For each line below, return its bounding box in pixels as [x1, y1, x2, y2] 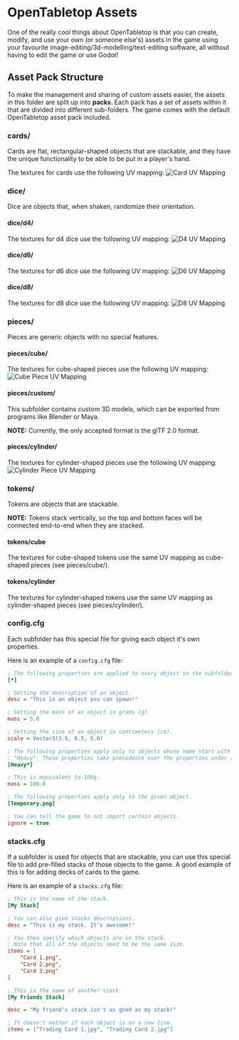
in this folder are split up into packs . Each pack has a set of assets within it [7, 98, 226, 106]
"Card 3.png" [20, 967, 59, 974]
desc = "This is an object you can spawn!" [7, 696, 139, 703]
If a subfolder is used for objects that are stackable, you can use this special [7, 853, 231, 861]
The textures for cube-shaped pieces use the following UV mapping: [7, 365, 208, 374]
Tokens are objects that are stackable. [7, 500, 119, 508]
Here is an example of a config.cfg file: [7, 656, 123, 664]
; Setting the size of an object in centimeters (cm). [7, 728, 174, 736]
